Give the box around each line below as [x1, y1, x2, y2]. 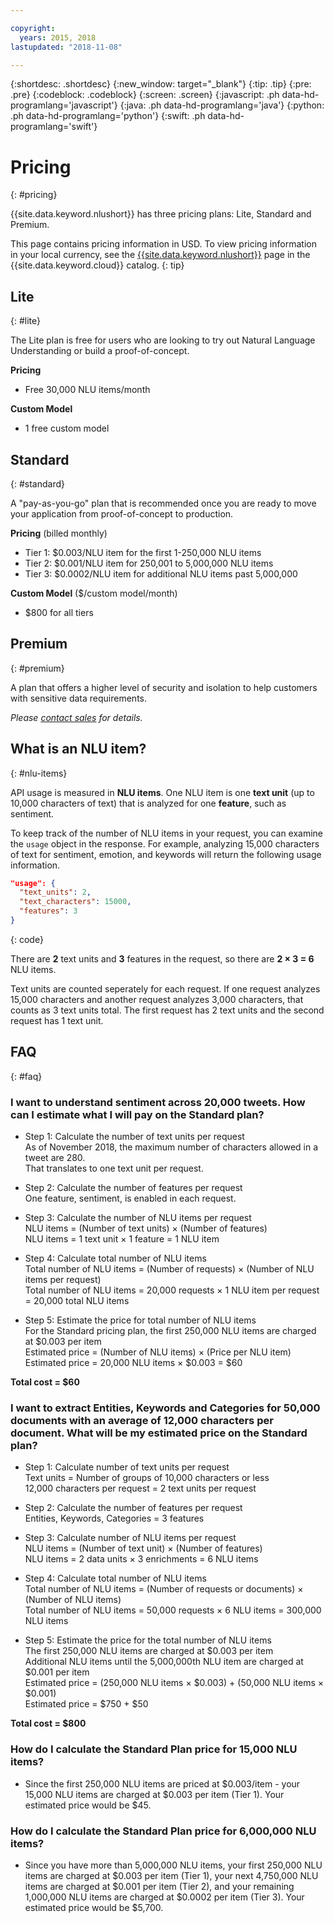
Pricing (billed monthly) [10, 527, 108, 539]
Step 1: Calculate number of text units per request [24, 1461, 230, 1473]
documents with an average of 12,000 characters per [10, 1413, 274, 1427]
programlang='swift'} [10, 121, 98, 133]
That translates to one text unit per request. [24, 1162, 204, 1175]
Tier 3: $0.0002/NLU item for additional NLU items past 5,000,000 [24, 567, 298, 580]
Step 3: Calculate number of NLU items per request [24, 1532, 237, 1544]
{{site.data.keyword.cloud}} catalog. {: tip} [10, 259, 185, 271]
